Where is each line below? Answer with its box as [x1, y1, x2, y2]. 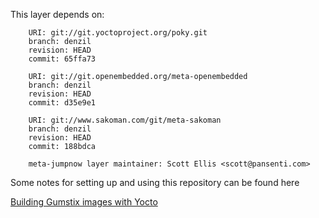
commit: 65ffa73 [28, 54, 97, 64]
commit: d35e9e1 [28, 98, 97, 108]
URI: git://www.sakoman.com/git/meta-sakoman [28, 115, 222, 125]
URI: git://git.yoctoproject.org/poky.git [28, 28, 208, 38]
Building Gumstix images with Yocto [10, 196, 158, 208]
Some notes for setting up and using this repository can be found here [10, 177, 300, 188]
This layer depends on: [10, 9, 105, 20]
